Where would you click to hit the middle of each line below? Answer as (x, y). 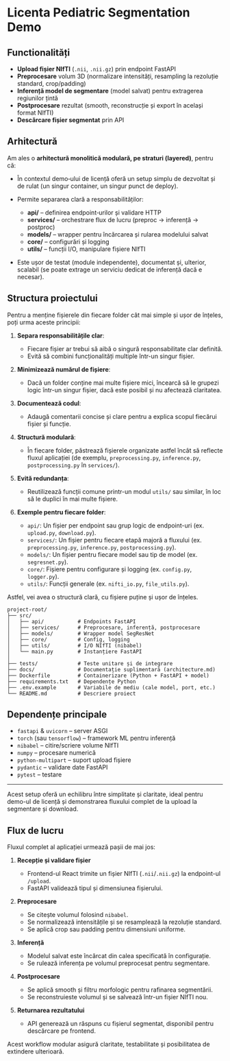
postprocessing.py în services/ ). (73, 465)
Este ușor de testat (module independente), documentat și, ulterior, (112, 262)
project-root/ (27, 609)
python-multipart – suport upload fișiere (74, 760)
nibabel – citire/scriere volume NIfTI (68, 746)
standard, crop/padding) (52, 83)
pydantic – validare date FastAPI (62, 767)
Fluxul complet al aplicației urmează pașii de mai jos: (81, 847)
